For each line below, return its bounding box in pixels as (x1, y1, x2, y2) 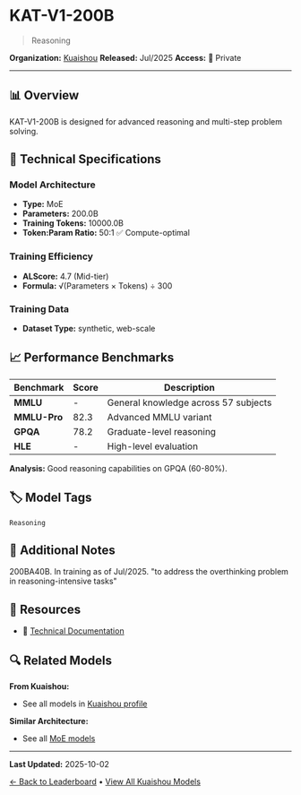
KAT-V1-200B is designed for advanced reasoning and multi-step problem (9, 116, 282, 126)
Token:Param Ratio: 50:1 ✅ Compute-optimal (21, 228, 191, 238)
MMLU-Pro (13, 410, 64, 423)
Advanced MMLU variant (107, 410, 212, 423)
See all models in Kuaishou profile (21, 698, 148, 709)
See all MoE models (21, 733, 96, 744)
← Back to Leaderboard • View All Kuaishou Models (9, 776, 202, 787)
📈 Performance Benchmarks (9, 350, 175, 366)
